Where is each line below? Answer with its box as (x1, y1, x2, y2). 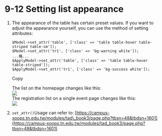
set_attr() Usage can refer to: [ (11, 110, 77, 116)
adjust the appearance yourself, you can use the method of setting (11, 25, 149, 31)
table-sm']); (30, 44, 57, 49)
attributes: (11, 30, 33, 36)
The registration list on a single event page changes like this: (11, 95, 136, 101)
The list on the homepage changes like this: (11, 85, 101, 91)
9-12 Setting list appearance (4, 3, 124, 15)
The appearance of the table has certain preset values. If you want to (11, 20, 154, 26)
